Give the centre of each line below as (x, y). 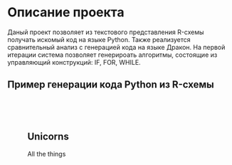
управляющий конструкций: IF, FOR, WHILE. (74, 62)
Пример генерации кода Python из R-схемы (111, 85)
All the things (47, 154)
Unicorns (48, 137)
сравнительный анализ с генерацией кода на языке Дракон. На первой (116, 47)
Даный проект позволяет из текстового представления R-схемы (106, 32)
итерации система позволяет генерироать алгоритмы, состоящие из (112, 55)
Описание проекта (66, 12)
